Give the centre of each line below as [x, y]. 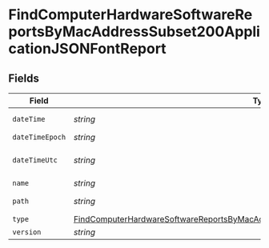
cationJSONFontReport [87, 49]
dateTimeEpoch [39, 137]
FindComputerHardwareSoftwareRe [130, 15]
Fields [24, 78]
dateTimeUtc [35, 160]
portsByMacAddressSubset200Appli [134, 32]
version [27, 232]
